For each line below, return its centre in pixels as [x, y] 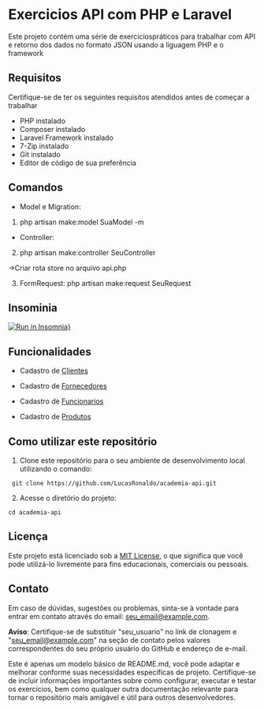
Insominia [33, 308]
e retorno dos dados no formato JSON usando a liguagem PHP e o [116, 44]
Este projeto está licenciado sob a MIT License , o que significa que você [126, 555]
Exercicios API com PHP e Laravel [120, 15]
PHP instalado [42, 121]
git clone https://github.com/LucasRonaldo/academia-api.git [114, 483]
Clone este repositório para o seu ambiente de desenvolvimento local [132, 460]
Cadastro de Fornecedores [63, 386]
